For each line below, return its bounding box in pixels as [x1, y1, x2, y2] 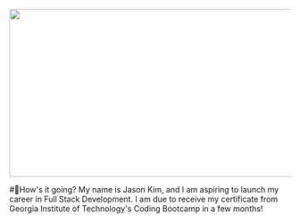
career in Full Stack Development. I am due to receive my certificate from [9, 193, 279, 204]
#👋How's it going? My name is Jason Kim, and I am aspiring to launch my [9, 184, 279, 194]
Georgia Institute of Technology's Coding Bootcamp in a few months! [9, 203, 263, 214]
